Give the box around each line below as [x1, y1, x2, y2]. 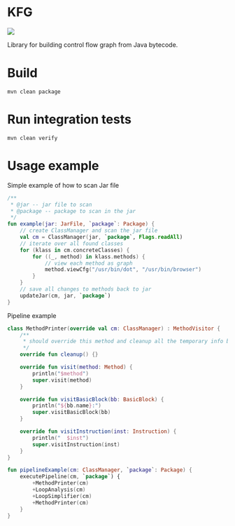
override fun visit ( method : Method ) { [20, 364, 133, 371]
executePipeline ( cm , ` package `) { [20, 473, 120, 480]
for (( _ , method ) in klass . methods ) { [32, 253, 145, 260]
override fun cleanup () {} [20, 351, 99, 358]
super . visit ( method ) [32, 376, 92, 384]
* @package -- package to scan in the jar [10, 207, 136, 214]
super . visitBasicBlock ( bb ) [32, 409, 111, 416]
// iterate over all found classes [20, 240, 124, 247]
